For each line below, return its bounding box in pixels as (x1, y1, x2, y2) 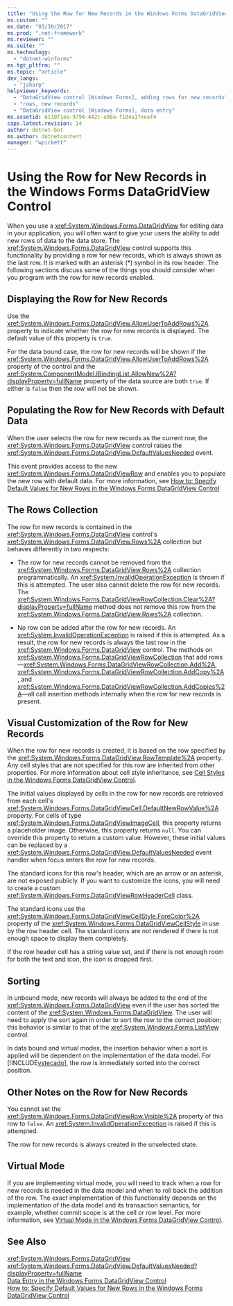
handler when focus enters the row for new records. (7, 855, 156, 864)
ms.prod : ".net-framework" (7, 29, 85, 37)
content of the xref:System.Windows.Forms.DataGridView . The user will (7, 1008, 212, 1017)
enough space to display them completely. (7, 935, 128, 943)
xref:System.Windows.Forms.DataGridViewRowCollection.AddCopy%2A (17, 667, 225, 676)
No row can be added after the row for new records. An (17, 623, 176, 632)
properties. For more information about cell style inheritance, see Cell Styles (7, 769, 225, 777)
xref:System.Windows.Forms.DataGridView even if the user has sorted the (7, 1001, 220, 1010)
